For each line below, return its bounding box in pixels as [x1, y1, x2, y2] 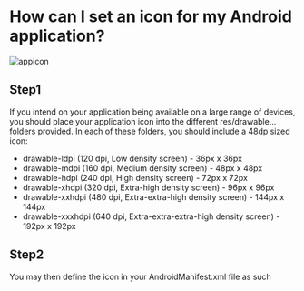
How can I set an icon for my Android [9, 6, 292, 27]
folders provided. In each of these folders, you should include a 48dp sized [9, 125, 290, 136]
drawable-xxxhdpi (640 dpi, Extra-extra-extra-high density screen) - [22, 211, 280, 222]
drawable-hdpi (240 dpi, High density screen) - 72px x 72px [22, 172, 248, 183]
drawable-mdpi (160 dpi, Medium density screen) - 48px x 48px [22, 162, 263, 174]
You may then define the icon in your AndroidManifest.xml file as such [9, 271, 272, 282]
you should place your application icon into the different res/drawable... [9, 115, 277, 126]
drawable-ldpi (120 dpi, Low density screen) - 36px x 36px [22, 153, 243, 164]
